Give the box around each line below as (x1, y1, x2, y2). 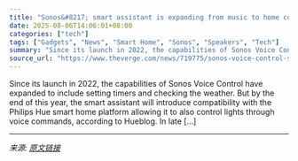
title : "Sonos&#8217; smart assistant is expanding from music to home (9, 12, 279, 22)
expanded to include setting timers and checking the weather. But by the (9, 88, 275, 98)
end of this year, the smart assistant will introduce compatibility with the (9, 97, 272, 107)
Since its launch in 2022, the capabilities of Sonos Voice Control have (9, 79, 263, 88)
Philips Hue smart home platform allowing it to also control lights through (9, 107, 275, 117)
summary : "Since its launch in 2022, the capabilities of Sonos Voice (9, 46, 276, 55)
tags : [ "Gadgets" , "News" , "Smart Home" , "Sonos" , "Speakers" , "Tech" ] (9, 37, 280, 47)
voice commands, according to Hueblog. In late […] (9, 116, 197, 126)
